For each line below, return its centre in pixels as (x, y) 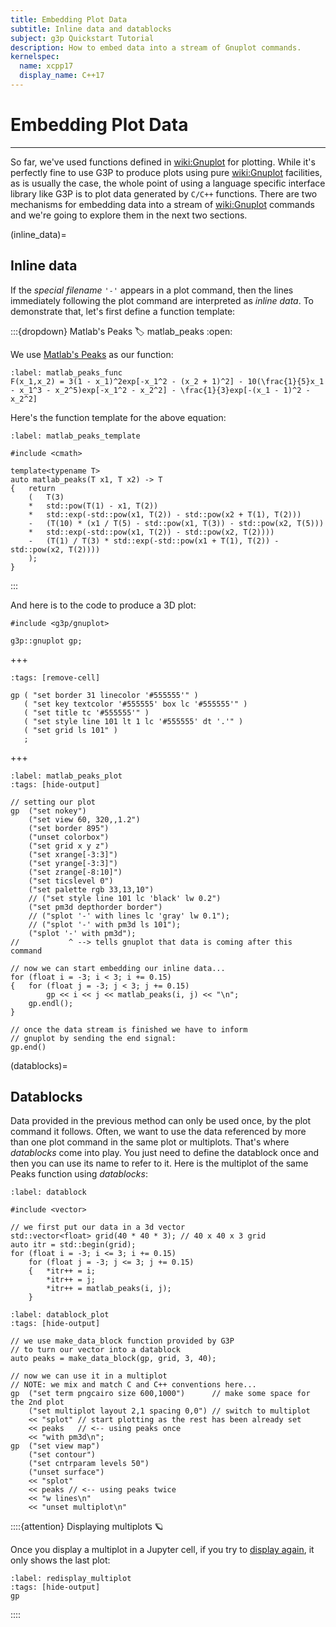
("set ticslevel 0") (71, 881)
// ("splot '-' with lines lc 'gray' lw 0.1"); (129, 916)
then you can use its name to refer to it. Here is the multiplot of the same (159, 1163)
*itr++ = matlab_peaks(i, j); (109, 1289)
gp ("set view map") (55, 1446)
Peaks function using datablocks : (79, 1174)
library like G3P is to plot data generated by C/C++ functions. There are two (164, 193)
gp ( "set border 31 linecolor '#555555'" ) (104, 695)
